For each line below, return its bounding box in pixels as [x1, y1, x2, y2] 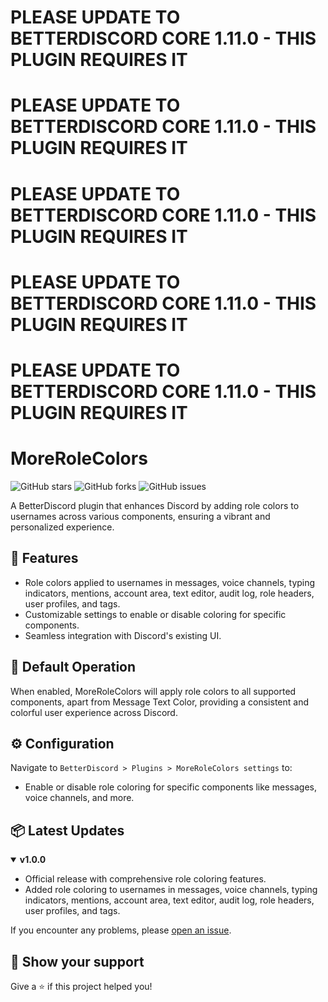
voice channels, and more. [24, 792, 135, 804]
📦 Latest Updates [10, 822, 125, 839]
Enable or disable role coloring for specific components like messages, [24, 781, 317, 793]
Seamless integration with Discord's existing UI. [24, 629, 222, 641]
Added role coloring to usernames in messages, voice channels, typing [24, 884, 318, 896]
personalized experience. [10, 521, 115, 533]
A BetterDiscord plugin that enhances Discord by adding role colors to [10, 499, 300, 511]
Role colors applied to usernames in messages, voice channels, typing [24, 576, 316, 588]
